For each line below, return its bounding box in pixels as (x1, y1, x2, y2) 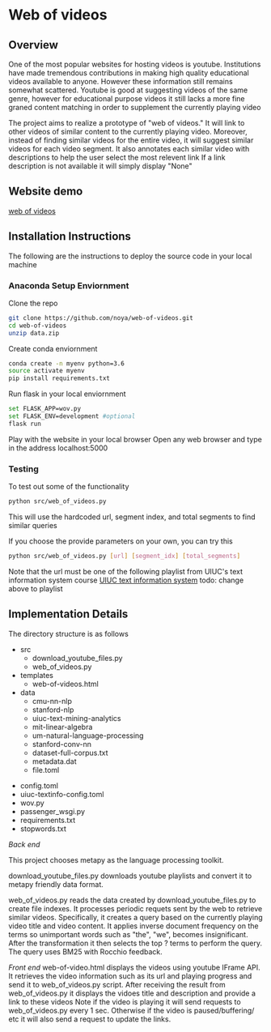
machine (8, 259, 38, 269)
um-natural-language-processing (32, 731, 144, 740)
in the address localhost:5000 (8, 443, 108, 453)
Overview (8, 38, 59, 52)
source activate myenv (8, 367, 85, 375)
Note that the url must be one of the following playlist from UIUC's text (8, 566, 243, 576)
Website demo (8, 185, 83, 198)
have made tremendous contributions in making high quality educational (8, 68, 249, 78)
